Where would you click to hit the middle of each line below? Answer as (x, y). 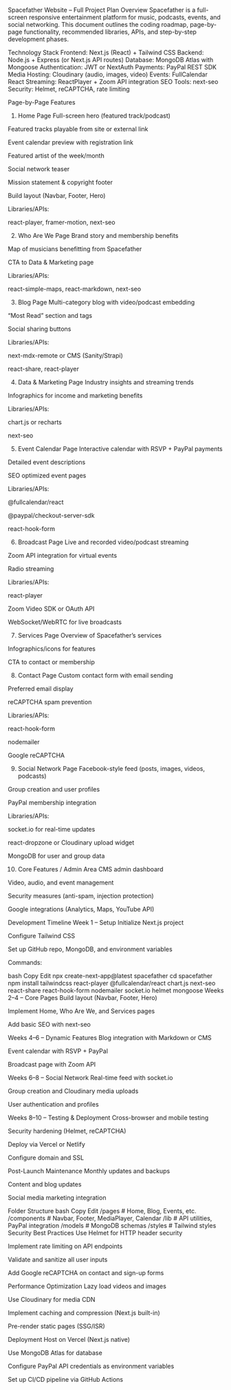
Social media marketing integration (57, 1197)
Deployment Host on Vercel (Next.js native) (69, 1339)
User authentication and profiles (53, 1104)
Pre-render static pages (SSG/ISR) (56, 1326)
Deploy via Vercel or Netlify (46, 1144)
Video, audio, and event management (61, 882)
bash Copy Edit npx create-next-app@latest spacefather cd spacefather (110, 976)
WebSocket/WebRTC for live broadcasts (65, 622)
